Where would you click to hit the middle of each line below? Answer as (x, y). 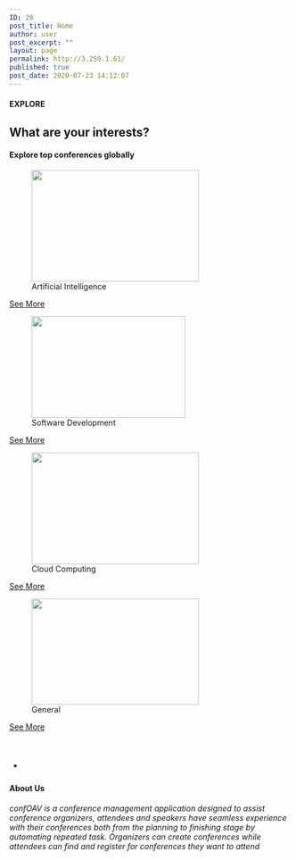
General (46, 709)
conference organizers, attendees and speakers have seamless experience (148, 818)
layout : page (33, 51)
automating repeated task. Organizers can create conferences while (135, 837)
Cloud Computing (64, 569)
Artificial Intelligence (69, 286)
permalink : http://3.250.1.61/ (67, 59)
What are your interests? (79, 132)
